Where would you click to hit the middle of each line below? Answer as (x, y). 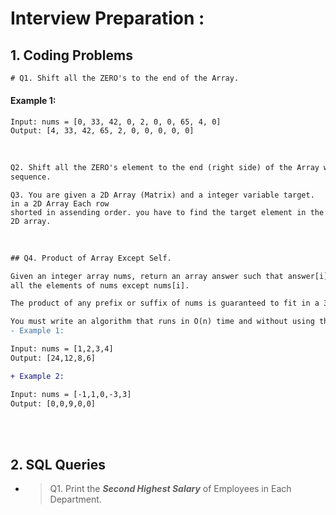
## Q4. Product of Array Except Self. (91, 258)
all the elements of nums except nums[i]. (100, 285)
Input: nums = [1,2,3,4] (62, 349)
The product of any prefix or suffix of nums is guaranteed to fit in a (165, 303)
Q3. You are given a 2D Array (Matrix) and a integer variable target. (162, 195)
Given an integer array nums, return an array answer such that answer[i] (169, 276)
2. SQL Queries (58, 464)
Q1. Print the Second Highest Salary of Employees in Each (170, 489)
